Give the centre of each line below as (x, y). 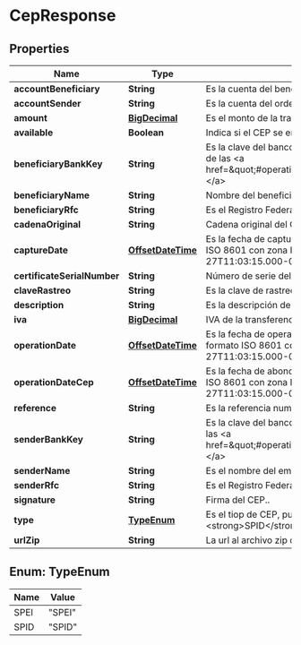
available (34, 133)
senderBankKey (48, 439)
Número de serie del (249, 276)
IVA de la (224, 319)
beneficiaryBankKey (58, 164)
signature (35, 500)
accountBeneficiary (57, 89)
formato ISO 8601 (244, 345)
